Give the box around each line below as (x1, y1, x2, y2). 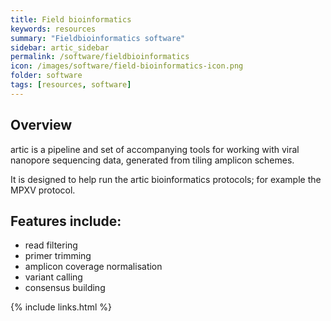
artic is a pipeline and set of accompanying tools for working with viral (10, 143, 300, 155)
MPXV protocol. (10, 184, 76, 196)
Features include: (10, 212, 122, 230)
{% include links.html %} (10, 301, 112, 313)
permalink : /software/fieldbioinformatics (10, 52, 190, 62)
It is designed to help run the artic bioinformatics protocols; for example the (10, 173, 322, 185)
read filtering (24, 239, 78, 251)
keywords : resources (10, 24, 97, 34)
